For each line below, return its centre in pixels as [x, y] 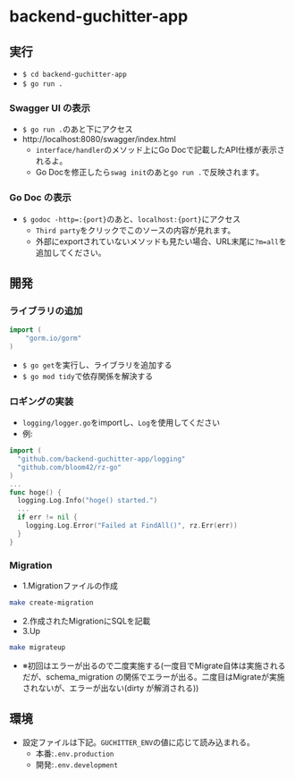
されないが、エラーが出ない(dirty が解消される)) [110, 688]
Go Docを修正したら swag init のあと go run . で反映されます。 [150, 173]
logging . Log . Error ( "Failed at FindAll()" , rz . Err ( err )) [132, 526]
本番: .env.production [75, 753]
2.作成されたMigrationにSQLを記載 [86, 621]
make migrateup [38, 647]
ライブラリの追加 [46, 310]
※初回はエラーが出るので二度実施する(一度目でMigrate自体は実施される [154, 665]
